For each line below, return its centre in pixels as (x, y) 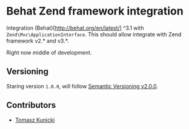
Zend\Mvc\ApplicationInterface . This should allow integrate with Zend (94, 34)
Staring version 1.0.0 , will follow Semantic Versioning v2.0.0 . (82, 86)
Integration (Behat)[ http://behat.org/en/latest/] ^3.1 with (75, 28)
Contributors (31, 105)
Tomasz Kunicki (35, 120)
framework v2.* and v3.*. (38, 41)
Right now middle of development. (49, 52)
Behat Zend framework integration (95, 11)
